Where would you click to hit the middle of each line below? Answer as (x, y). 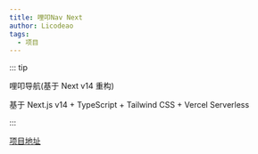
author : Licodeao (42, 26)
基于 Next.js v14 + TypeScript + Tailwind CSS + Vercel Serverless (129, 105)
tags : (19, 34)
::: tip (19, 68)
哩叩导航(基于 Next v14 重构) (62, 86)
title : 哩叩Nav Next (46, 17)
